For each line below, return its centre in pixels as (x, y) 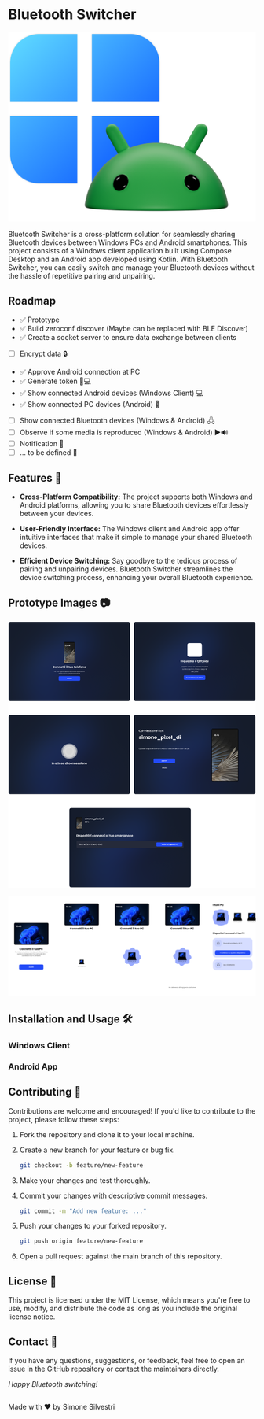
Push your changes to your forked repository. (93, 1226)
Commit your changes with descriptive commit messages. (114, 1195)
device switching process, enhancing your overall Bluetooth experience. (136, 578)
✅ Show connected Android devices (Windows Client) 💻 (112, 393)
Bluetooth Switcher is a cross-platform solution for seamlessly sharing (122, 235)
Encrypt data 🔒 (44, 354)
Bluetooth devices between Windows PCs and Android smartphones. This (128, 242)
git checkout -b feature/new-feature (81, 1165)
